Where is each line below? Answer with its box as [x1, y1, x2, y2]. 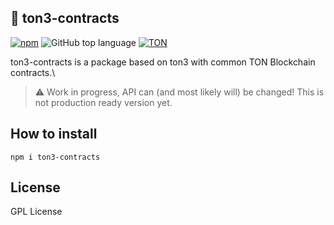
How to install [10, 126, 98, 143]
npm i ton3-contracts [10, 152, 101, 162]
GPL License [10, 206, 63, 218]
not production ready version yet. [34, 96, 173, 108]
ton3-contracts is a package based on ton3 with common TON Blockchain [10, 56, 316, 68]
